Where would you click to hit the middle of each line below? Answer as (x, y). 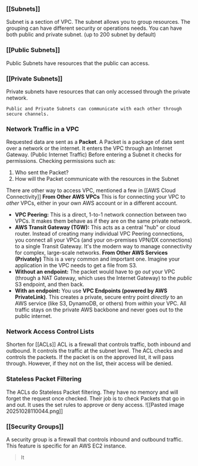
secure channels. (28, 114)
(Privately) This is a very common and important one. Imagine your (97, 259)
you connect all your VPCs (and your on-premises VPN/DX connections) (103, 240)
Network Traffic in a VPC (43, 129)
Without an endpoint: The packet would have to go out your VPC (95, 272)
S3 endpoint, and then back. (49, 285)
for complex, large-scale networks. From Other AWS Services (91, 253)
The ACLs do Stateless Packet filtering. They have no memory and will (92, 392)
